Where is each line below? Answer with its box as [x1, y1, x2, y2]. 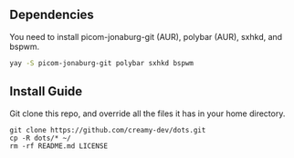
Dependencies [9, 7, 94, 23]
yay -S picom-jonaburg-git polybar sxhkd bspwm [9, 58, 194, 67]
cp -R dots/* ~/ [9, 133, 71, 143]
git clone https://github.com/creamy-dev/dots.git [9, 125, 206, 134]
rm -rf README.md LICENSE [9, 141, 108, 151]
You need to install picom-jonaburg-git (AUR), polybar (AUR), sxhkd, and [9, 31, 283, 42]
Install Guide [9, 84, 83, 99]
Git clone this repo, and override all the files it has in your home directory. [9, 108, 286, 119]
